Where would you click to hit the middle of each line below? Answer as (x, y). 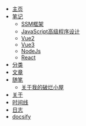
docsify (21, 117)
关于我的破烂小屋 (42, 87)
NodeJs (31, 51)
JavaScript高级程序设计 (50, 31)
